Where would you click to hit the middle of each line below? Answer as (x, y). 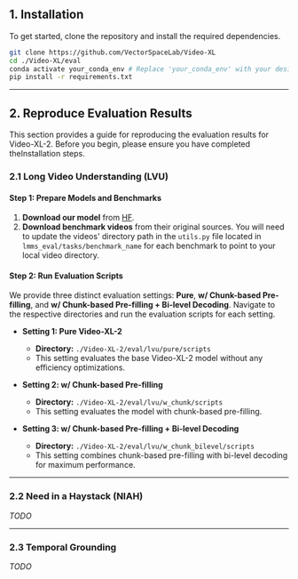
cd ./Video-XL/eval (45, 60)
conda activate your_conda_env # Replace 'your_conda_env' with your (141, 69)
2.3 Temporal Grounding (63, 547)
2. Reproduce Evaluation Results (101, 113)
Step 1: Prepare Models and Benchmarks (86, 197)
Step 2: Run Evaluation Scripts (67, 276)
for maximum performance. (85, 465)
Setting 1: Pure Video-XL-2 (72, 332)
